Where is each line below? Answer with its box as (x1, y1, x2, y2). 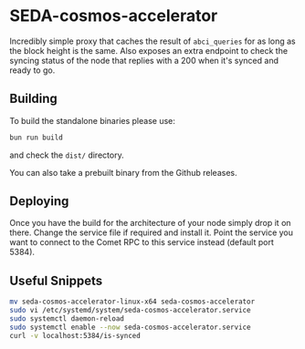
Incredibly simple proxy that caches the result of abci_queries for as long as (9, 36, 296, 46)
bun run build (9, 133, 64, 142)
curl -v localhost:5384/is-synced (9, 331, 142, 340)
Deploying (9, 193, 69, 210)
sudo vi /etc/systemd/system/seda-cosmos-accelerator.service (9, 306, 251, 315)
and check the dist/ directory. (9, 149, 125, 160)
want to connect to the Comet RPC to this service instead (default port (9, 237, 274, 248)
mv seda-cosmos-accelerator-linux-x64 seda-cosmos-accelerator (9, 297, 256, 306)
